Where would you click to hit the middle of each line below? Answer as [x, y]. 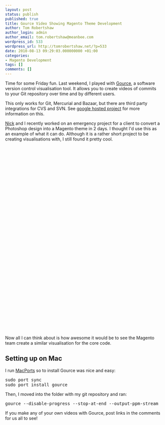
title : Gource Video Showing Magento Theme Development [64, 23]
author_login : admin [26, 33]
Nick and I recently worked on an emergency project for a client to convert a [82, 123]
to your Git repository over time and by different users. [60, 94]
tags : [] [14, 65]
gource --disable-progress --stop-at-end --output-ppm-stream [82, 403]
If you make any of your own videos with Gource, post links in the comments [83, 413]
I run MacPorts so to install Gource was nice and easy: [60, 370]
